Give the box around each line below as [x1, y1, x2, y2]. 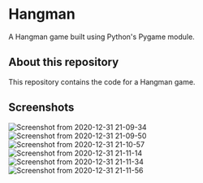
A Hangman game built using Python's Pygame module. [8, 32, 195, 41]
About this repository [8, 55, 119, 69]
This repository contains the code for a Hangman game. [8, 76, 196, 86]
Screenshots [8, 101, 75, 115]
